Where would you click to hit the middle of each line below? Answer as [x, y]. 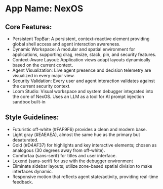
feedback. [22, 182]
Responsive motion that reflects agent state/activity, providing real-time [85, 177]
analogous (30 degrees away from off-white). [59, 150]
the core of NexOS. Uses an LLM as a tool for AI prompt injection [78, 96]
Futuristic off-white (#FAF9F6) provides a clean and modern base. [80, 129]
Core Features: [28, 27]
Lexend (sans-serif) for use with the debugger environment [73, 161]
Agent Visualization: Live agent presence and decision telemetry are [82, 70]
